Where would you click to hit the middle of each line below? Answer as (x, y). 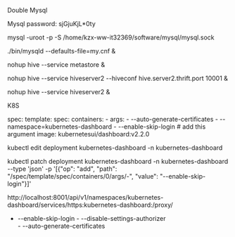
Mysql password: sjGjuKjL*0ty (52, 24)
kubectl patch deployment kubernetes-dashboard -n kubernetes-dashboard (118, 161)
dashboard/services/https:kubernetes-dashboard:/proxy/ (90, 205)
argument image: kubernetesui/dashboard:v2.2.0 (78, 134)
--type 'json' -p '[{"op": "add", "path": (62, 169)
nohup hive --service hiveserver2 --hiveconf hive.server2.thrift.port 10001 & (118, 78)
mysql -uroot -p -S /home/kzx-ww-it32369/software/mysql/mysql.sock (111, 37)
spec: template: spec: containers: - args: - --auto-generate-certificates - (113, 119)
